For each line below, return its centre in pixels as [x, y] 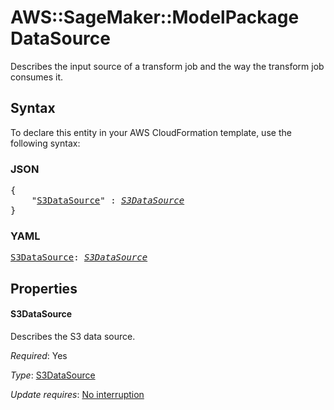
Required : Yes [39, 355]
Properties [44, 288]
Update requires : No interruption [77, 394]
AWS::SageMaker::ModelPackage [155, 17]
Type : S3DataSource [53, 375]
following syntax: [45, 143]
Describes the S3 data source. [73, 336]
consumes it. [37, 77]
